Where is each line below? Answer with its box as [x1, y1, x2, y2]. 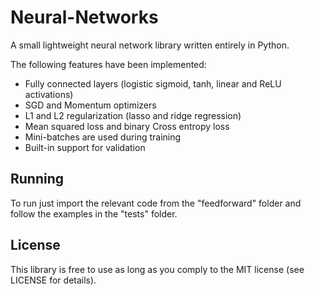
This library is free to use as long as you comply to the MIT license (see [10, 263, 305, 275]
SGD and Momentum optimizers [24, 99, 157, 111]
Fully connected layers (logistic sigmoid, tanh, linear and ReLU [24, 77, 282, 90]
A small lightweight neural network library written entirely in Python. [10, 39, 290, 51]
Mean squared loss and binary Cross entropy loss [24, 120, 230, 132]
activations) [24, 88, 74, 100]
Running [10, 171, 65, 188]
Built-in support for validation [24, 141, 146, 153]
